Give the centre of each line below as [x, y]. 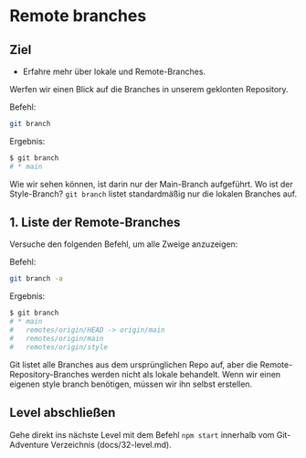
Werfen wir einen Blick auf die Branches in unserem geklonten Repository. [149, 89]
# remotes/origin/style [58, 347]
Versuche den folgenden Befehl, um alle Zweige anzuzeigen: [124, 244]
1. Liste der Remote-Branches [95, 223]
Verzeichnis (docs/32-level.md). [111, 444]
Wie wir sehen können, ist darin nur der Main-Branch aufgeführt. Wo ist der [152, 184]
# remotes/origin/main [57, 338]
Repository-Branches [49, 374]
